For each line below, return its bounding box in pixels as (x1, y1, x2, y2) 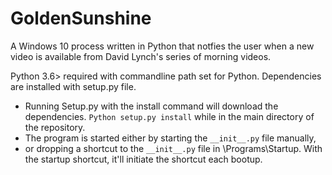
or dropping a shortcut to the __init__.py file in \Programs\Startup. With (24, 142, 323, 154)
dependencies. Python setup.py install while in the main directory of (24, 110, 315, 122)
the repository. (24, 121, 86, 133)
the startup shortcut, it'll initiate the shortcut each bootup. (24, 153, 263, 165)
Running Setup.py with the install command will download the (24, 100, 279, 112)
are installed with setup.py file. (10, 80, 137, 92)
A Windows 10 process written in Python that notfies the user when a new (10, 40, 315, 52)
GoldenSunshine (10, 7, 152, 30)
